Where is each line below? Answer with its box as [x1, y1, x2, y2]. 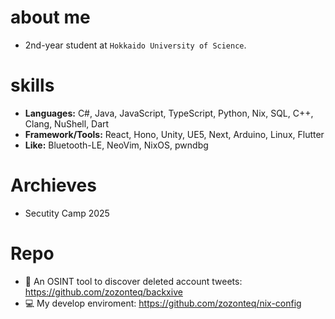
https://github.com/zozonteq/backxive [24, 286, 183, 298]
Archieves [10, 174, 97, 197]
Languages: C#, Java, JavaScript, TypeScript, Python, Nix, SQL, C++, [24, 107, 314, 119]
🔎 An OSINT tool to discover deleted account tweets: [24, 275, 243, 287]
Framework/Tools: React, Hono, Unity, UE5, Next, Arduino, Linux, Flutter [24, 128, 325, 140]
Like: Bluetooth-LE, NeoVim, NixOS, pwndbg [24, 139, 209, 151]
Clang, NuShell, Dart [24, 117, 110, 130]
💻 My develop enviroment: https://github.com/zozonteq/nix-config [24, 297, 302, 309]
